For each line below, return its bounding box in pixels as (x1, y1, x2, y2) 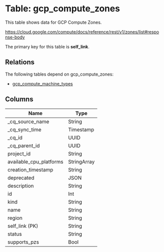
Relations (5, 58, 35, 67)
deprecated (7, 174, 34, 181)
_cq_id (7, 134, 23, 141)
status (7, 230, 22, 237)
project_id (7, 150, 31, 157)
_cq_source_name (7, 118, 49, 125)
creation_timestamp (7, 166, 53, 173)
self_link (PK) (7, 222, 38, 229)
